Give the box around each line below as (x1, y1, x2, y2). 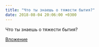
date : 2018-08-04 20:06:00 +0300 (5, 12, 77, 17)
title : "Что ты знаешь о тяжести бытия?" (5, 7, 95, 13)
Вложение (5, 36, 28, 42)
